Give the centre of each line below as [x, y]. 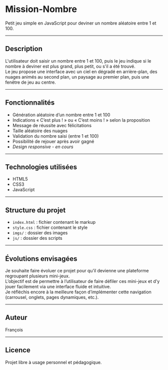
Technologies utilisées [41, 167]
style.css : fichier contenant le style [50, 228]
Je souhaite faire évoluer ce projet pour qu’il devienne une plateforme [77, 271]
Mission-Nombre [41, 9]
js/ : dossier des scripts [37, 238]
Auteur [16, 318]
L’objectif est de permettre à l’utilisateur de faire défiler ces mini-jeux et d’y [82, 281]
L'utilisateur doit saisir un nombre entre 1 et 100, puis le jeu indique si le [78, 61]
